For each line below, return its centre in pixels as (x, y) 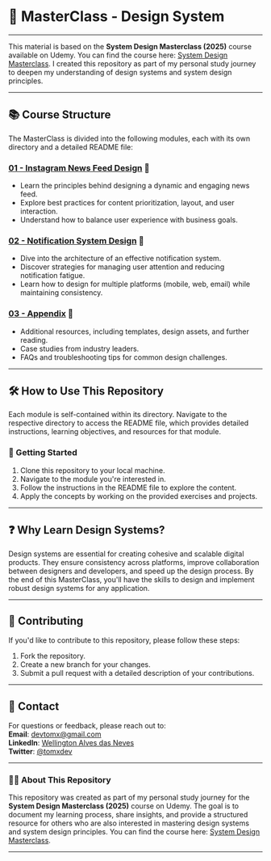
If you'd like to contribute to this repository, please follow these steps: (124, 640)
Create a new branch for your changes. (85, 665)
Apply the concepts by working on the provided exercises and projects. (139, 496)
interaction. (39, 211)
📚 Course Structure (60, 115)
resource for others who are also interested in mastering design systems (129, 823)
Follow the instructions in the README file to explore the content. (128, 487)
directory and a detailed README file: (71, 147)
